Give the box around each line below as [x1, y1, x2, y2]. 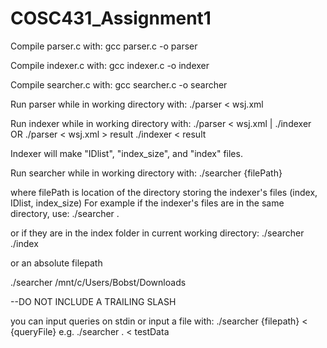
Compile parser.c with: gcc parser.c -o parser [10, 40, 198, 52]
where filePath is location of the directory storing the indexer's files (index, [10, 186, 318, 198]
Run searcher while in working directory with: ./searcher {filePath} [10, 167, 283, 179]
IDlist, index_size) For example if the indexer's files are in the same [10, 197, 285, 209]
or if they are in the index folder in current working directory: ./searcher [10, 227, 305, 239]
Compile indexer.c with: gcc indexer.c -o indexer [10, 59, 210, 71]
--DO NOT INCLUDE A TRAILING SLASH [10, 295, 177, 307]
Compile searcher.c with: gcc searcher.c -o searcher [10, 78, 228, 91]
